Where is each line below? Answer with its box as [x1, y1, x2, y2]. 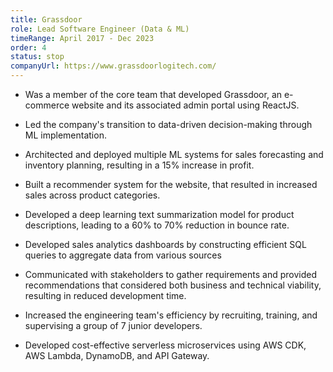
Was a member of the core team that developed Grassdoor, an [24, 89, 283, 100]
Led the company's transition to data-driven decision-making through [24, 119, 313, 130]
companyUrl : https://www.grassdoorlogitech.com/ [10, 61, 217, 71]
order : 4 [10, 42, 47, 53]
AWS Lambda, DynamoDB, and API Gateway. [24, 350, 210, 361]
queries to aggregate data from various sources [24, 249, 222, 261]
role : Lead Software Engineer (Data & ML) [10, 24, 190, 34]
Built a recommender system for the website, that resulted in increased [24, 179, 318, 190]
